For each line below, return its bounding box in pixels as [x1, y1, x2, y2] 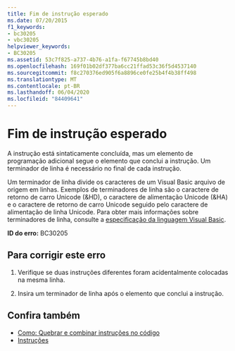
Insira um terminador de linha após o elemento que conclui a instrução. [17, 289, 224, 297]
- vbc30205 [7, 37, 39, 44]
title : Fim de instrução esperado [7, 10, 109, 18]
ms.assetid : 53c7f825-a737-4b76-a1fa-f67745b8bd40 [7, 56, 159, 63]
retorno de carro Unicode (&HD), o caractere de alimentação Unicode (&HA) [7, 192, 228, 201]
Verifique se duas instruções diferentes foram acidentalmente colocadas [17, 268, 229, 276]
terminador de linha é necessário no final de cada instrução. [7, 164, 182, 173]
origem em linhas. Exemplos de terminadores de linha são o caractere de [7, 185, 220, 194]
